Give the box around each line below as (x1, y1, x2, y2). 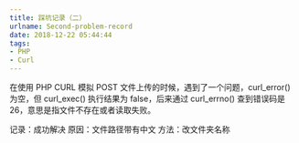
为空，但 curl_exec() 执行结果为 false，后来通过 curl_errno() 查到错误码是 (9, 93, 286, 104)
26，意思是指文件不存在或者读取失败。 (9, 105, 156, 115)
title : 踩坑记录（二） (9, 13, 87, 23)
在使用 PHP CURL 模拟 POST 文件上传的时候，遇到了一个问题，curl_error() (9, 82, 291, 92)
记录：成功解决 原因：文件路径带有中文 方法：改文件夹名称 (9, 124, 230, 135)
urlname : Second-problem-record (9, 22, 133, 31)
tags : (9, 38, 30, 48)
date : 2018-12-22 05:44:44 (9, 30, 112, 39)
